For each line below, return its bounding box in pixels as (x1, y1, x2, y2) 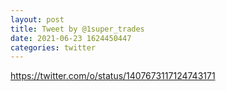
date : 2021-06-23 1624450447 (10, 33, 132, 43)
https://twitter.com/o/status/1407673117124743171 (10, 70, 216, 82)
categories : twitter (10, 42, 97, 53)
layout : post (10, 14, 65, 25)
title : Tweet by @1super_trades (10, 24, 145, 34)
